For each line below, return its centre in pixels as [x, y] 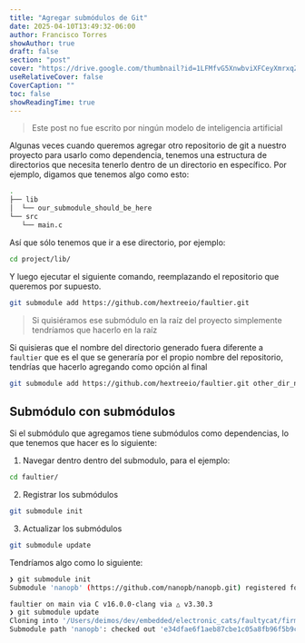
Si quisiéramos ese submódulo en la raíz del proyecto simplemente [157, 320]
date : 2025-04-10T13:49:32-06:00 [73, 26]
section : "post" [40, 60]
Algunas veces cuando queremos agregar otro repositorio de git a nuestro [148, 145]
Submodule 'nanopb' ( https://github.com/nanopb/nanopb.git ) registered [148, 588]
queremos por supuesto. [55, 286]
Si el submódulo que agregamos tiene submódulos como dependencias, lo [149, 433]
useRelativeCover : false [56, 77]
